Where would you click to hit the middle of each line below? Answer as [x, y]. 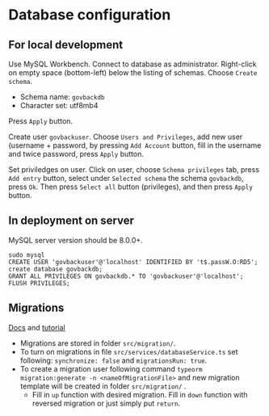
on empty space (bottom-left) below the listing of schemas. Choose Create [133, 73]
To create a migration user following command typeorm [111, 368]
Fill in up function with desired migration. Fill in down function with [140, 394]
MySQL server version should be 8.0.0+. [76, 240]
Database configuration [90, 15]
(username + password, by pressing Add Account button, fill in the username [135, 145]
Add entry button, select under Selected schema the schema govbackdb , [126, 178]
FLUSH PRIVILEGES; [39, 283]
